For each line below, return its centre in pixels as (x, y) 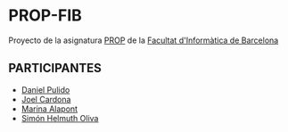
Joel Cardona (46, 99)
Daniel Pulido (45, 89)
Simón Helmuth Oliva (60, 118)
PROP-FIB (45, 16)
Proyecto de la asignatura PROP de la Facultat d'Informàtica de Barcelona (144, 40)
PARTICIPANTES (55, 68)
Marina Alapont (49, 109)
